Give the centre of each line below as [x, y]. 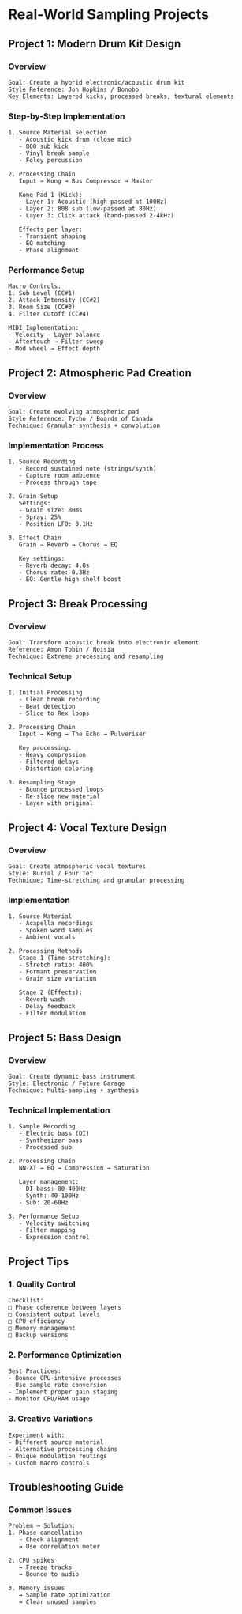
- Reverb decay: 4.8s [54, 566]
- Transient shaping [52, 236]
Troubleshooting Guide [66, 1487]
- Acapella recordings [56, 924]
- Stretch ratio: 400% [56, 965]
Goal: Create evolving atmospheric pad [74, 412]
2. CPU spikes [32, 1561]
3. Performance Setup [44, 1217]
